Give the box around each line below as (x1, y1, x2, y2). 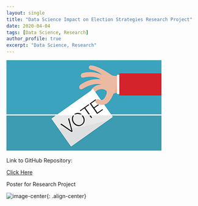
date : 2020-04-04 (6, 23, 51, 29)
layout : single (6, 10, 45, 16)
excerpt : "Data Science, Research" (6, 42, 97, 48)
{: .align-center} (46, 193, 87, 199)
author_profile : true (6, 36, 62, 42)
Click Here (6, 169, 33, 176)
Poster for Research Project (6, 181, 76, 188)
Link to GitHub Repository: (6, 157, 73, 164)
